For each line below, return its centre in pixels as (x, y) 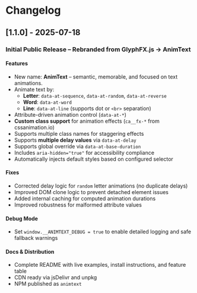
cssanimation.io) (34, 127)
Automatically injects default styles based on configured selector (93, 159)
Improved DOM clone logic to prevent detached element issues (91, 192)
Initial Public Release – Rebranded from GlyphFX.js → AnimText (98, 49)
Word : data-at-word (47, 102)
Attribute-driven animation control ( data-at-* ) (70, 114)
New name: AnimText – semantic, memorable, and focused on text (96, 77)
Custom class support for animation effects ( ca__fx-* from (87, 121)
